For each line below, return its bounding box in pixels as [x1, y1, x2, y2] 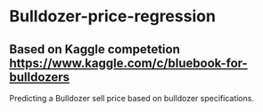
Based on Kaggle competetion [9, 42, 180, 57]
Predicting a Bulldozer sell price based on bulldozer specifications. [9, 93, 254, 103]
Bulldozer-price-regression [9, 6, 217, 27]
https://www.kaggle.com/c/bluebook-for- [9, 55, 248, 70]
